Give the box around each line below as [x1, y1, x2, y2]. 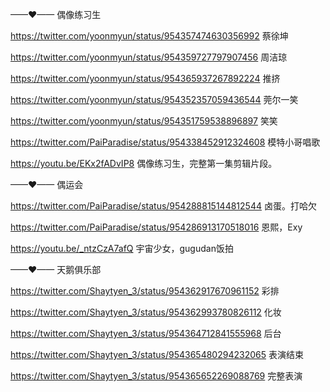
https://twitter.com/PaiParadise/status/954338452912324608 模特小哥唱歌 [10, 136, 321, 148]
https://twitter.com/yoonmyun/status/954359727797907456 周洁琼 [10, 51, 288, 63]
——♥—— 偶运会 [10, 179, 84, 190]
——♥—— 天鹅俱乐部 [10, 264, 102, 275]
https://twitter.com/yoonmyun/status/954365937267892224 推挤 [10, 73, 281, 84]
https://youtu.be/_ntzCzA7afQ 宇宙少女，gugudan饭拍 [10, 243, 234, 254]
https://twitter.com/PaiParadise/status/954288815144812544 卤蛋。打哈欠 [10, 200, 317, 212]
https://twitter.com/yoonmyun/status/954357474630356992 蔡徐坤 [10, 30, 289, 42]
